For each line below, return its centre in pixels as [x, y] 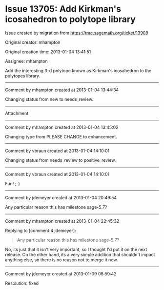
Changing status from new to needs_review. [49, 99]
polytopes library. [23, 76]
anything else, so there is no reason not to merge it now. [61, 260]
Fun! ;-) [13, 183]
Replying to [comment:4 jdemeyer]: [41, 231]
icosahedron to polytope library [70, 19]
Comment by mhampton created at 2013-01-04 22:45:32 [62, 221]
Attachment [17, 113]
